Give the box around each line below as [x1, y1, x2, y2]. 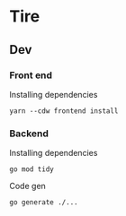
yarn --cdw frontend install [9, 106, 119, 116]
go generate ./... [9, 198, 78, 207]
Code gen [9, 181, 47, 192]
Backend [9, 127, 49, 140]
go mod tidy [9, 165, 54, 174]
